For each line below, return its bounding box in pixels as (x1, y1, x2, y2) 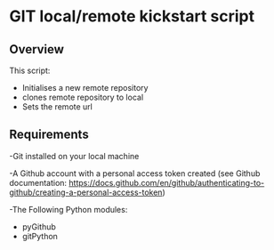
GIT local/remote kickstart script (9, 6, 255, 27)
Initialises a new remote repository (21, 83, 149, 93)
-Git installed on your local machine (9, 150, 140, 161)
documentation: (9, 177, 68, 188)
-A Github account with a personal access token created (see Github (9, 167, 261, 179)
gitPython (21, 230, 58, 241)
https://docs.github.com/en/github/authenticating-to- (68, 177, 265, 188)
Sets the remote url (21, 101, 93, 112)
